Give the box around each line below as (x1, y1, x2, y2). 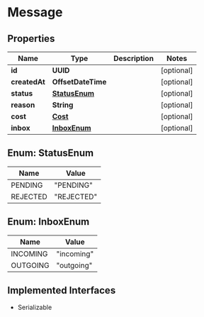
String (52, 100, 74, 110)
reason (11, 100, 35, 110)
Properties (7, 33, 55, 45)
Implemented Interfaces (7, 284, 116, 296)
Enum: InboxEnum (7, 216, 90, 228)
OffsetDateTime (52, 77, 107, 87)
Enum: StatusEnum (7, 147, 94, 160)
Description (113, 54, 154, 63)
